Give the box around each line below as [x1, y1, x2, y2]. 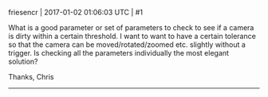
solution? [8, 56, 38, 66]
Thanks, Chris [8, 72, 54, 81]
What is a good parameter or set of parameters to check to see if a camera [8, 23, 254, 32]
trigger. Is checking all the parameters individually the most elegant [8, 48, 230, 57]
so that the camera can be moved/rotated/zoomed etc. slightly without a [8, 40, 246, 49]
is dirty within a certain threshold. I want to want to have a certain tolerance [8, 32, 257, 41]
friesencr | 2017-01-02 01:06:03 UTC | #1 [8, 8, 144, 17]
